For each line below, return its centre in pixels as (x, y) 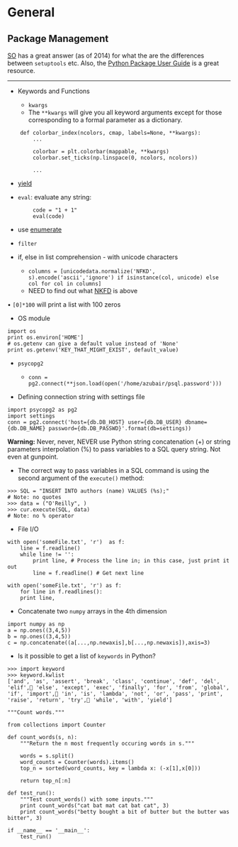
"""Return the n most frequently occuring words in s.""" (107, 743)
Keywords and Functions (53, 91)
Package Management (58, 39)
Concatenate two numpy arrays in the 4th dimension (92, 611)
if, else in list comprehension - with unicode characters (98, 257)
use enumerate (40, 229)
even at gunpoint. (33, 457)
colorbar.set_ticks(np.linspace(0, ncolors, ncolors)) (115, 158)
